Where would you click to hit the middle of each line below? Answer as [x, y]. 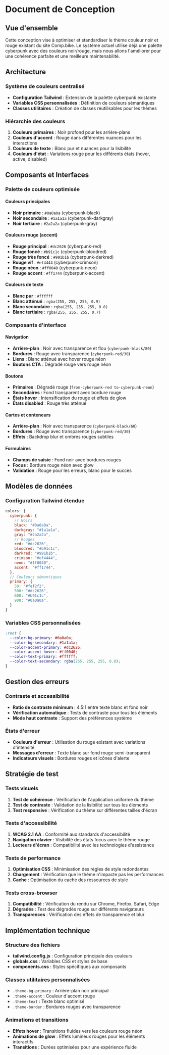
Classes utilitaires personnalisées [48, 980]
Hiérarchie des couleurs [35, 121]
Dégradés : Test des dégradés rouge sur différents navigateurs [78, 909]
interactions [25, 143]
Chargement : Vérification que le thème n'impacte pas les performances [88, 875]
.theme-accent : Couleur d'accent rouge [54, 996]
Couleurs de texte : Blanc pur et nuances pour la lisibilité [72, 148]
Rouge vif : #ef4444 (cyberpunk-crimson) [55, 262]
